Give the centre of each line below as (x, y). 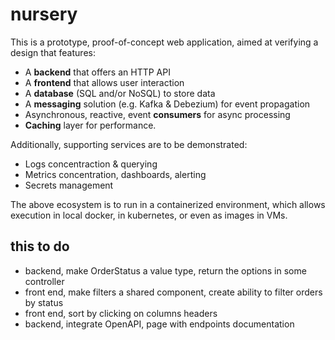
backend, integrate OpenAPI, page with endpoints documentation (159, 324)
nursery (44, 14)
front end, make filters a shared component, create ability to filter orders (173, 292)
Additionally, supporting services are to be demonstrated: (129, 144)
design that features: (53, 52)
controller (44, 281)
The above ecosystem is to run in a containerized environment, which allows (168, 204)
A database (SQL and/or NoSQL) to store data (120, 93)
